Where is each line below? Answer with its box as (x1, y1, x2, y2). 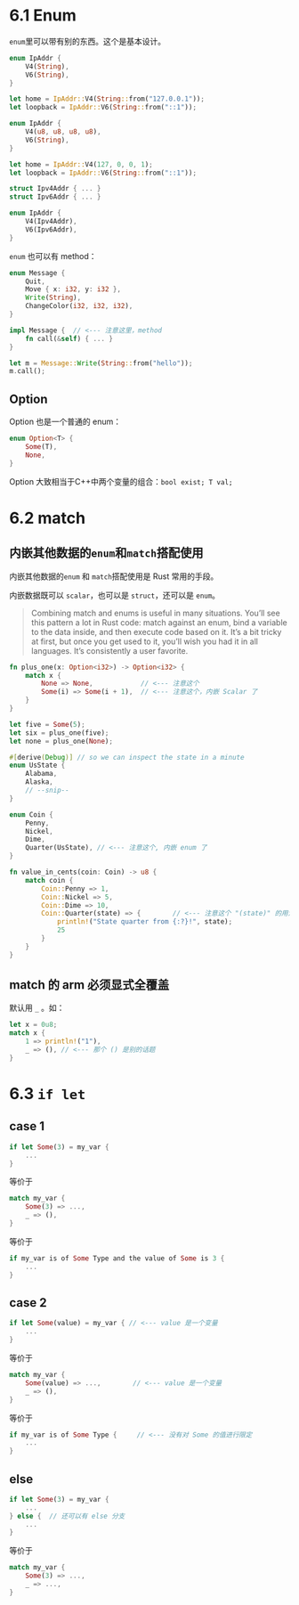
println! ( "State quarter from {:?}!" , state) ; (56, 917, 233, 926)
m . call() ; (9, 367, 46, 376)
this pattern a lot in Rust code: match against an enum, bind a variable (30, 616, 287, 628)
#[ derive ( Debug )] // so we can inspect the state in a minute (9, 753, 245, 762)
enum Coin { (9, 810, 53, 819)
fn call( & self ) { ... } (25, 334, 114, 343)
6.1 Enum (9, 5, 77, 26)
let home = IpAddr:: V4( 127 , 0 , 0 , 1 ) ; (9, 159, 153, 169)
